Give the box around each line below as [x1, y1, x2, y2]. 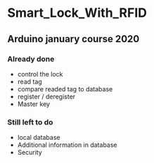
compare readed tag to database [17, 84, 113, 93]
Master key [17, 100, 51, 108]
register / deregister [17, 92, 76, 100]
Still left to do [7, 117, 53, 127]
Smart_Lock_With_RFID [7, 5, 148, 21]
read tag [17, 77, 42, 86]
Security [17, 148, 42, 157]
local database [17, 133, 60, 142]
